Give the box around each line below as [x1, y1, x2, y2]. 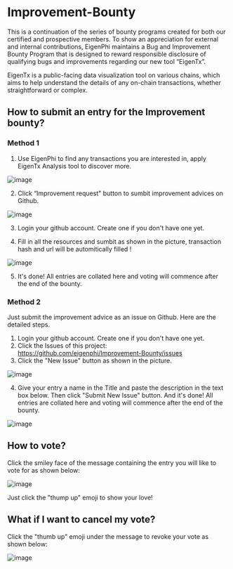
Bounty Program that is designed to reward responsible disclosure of [7, 50, 206, 58]
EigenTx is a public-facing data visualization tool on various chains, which [7, 71, 220, 79]
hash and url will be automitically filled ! [17, 244, 132, 253]
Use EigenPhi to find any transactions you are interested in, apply [17, 154, 207, 162]
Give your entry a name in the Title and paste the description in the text [17, 384, 223, 392]
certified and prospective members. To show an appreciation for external [7, 34, 219, 43]
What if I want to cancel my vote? [7, 514, 156, 525]
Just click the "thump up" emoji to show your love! [7, 493, 153, 502]
